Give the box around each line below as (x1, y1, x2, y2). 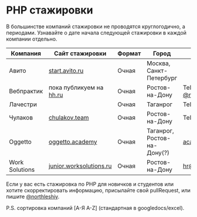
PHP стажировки (6, 4, 93, 17)
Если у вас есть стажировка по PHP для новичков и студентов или (6, 180, 174, 188)
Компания (11, 49, 42, 57)
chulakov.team (49, 113, 89, 121)
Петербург (146, 74, 178, 82)
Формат (117, 49, 141, 57)
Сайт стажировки (53, 49, 107, 57)
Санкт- (146, 66, 168, 74)
